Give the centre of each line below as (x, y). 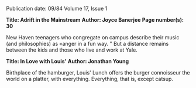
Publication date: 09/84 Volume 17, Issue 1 (57, 9)
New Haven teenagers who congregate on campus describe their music (93, 37)
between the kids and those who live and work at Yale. (72, 50)
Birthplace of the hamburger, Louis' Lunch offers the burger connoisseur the (98, 72)
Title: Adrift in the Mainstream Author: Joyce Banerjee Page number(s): (95, 20)
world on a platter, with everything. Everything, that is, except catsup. (90, 79)
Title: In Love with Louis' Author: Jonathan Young (68, 61)
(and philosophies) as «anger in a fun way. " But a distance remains (87, 44)
